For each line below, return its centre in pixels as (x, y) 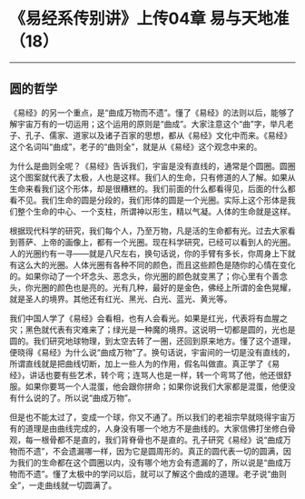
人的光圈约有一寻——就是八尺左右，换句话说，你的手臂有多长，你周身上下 (148, 253)
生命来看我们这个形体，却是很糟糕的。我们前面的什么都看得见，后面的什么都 (152, 188)
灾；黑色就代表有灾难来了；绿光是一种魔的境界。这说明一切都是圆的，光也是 (152, 329)
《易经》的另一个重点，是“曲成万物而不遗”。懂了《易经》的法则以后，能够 (148, 112)
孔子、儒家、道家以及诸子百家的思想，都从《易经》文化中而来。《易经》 (158, 135)
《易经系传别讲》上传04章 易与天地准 (149, 19)
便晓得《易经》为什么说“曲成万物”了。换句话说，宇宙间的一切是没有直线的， (152, 352)
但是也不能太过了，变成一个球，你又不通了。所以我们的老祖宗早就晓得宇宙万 (152, 417)
